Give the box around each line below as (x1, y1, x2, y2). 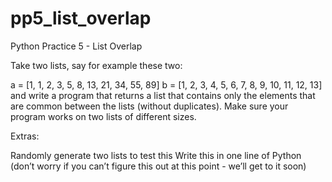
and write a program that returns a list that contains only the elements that (10, 89, 316, 101)
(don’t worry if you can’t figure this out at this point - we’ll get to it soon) (10, 160, 307, 172)
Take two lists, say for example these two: (10, 59, 183, 71)
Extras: (10, 130, 40, 142)
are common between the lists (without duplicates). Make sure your (10, 100, 289, 112)
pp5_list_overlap (10, 7, 152, 30)
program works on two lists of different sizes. (10, 110, 197, 122)
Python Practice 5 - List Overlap (10, 40, 143, 52)
